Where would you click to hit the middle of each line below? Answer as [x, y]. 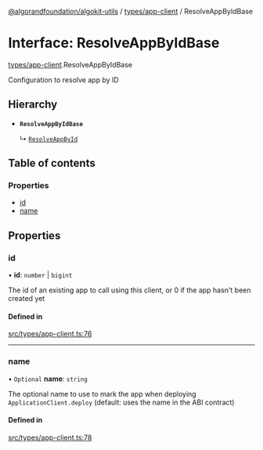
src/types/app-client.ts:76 [50, 334]
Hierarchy [33, 105]
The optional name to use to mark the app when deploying [103, 394]
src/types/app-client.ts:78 [50, 437]
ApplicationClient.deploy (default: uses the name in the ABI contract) [121, 402]
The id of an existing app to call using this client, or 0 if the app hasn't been [130, 290]
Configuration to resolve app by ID [63, 80]
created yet [27, 299]
